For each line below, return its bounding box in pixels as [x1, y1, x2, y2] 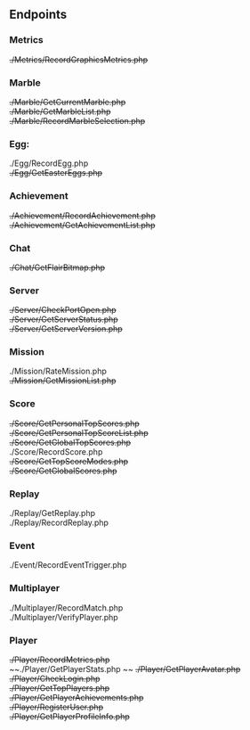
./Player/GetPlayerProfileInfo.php [9, 710, 131, 721]
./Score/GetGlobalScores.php [9, 465, 117, 476]
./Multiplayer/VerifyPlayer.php [9, 611, 118, 622]
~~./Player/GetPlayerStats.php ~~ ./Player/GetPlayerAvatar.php [9, 663, 241, 674]
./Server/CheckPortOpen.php [9, 305, 117, 316]
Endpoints [9, 7, 68, 22]
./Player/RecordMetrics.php [9, 654, 110, 665]
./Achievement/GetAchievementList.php [9, 219, 156, 230]
